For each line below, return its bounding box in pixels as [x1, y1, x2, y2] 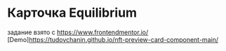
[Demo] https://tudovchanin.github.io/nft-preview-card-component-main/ [7, 35, 219, 43]
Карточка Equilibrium [7, 5, 138, 21]
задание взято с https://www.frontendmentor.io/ [7, 28, 149, 36]
